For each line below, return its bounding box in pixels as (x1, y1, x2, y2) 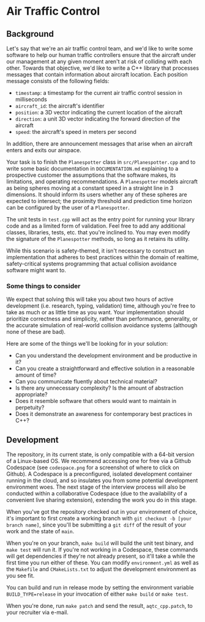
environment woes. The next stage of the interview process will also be (6, 483, 187, 491)
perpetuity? (15, 404, 45, 411)
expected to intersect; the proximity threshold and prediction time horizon (6, 198, 192, 204)
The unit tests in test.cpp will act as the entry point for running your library (6, 216, 195, 223)
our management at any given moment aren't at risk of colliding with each (6, 58, 193, 65)
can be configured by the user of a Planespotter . (6, 204, 130, 211)
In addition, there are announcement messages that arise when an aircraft (6, 140, 193, 147)
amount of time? (15, 371, 57, 379)
